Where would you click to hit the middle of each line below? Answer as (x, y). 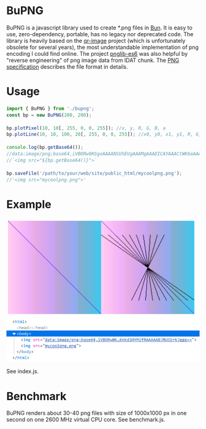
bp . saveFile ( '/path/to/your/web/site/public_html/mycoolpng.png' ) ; (94, 173)
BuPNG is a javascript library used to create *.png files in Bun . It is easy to (100, 28)
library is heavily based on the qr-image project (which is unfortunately (96, 40)
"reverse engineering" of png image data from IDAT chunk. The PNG (93, 60)
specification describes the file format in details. (67, 66)
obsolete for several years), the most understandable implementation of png (103, 47)
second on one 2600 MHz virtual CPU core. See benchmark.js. (86, 420)
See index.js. (22, 371)
